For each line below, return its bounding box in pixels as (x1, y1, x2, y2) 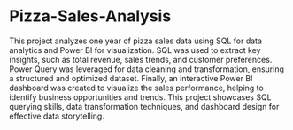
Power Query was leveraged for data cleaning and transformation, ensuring (9, 64, 285, 74)
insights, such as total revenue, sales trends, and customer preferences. (9, 54, 273, 65)
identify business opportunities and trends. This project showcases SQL (9, 91, 272, 103)
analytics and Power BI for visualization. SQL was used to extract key (9, 44, 261, 55)
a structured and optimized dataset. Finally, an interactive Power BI (9, 73, 253, 83)
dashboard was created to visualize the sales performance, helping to (9, 82, 264, 93)
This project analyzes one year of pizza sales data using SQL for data (9, 35, 263, 46)
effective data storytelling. (9, 111, 104, 121)
